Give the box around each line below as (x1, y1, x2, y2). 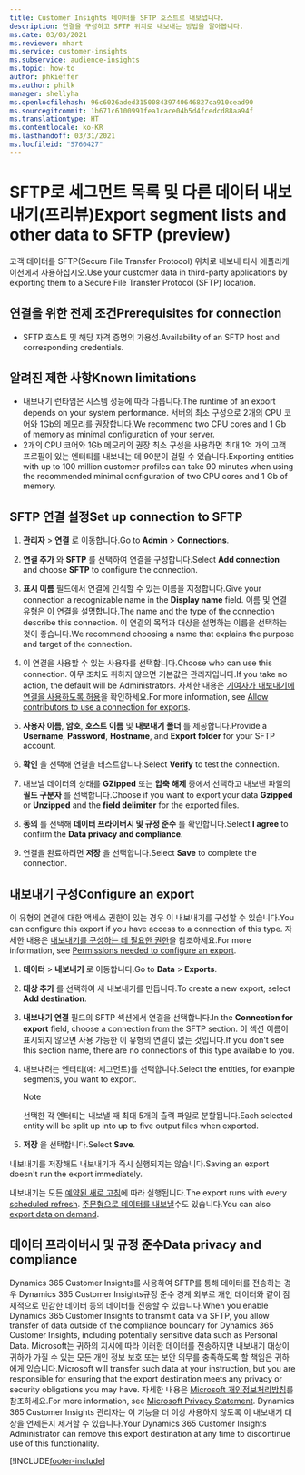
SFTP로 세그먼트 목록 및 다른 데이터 (9, 182, 260, 202)
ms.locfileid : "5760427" (9, 140, 103, 149)
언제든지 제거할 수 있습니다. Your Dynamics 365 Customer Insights (25, 1418, 267, 1429)
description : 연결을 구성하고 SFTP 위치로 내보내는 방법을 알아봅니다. (9, 22, 244, 31)
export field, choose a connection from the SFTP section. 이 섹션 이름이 (22, 1023, 289, 1034)
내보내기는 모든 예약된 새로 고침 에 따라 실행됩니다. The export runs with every (9, 1186, 288, 1198)
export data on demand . (9, 1208, 100, 1219)
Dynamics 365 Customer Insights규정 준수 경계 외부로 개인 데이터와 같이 (18, 1288, 281, 1299)
